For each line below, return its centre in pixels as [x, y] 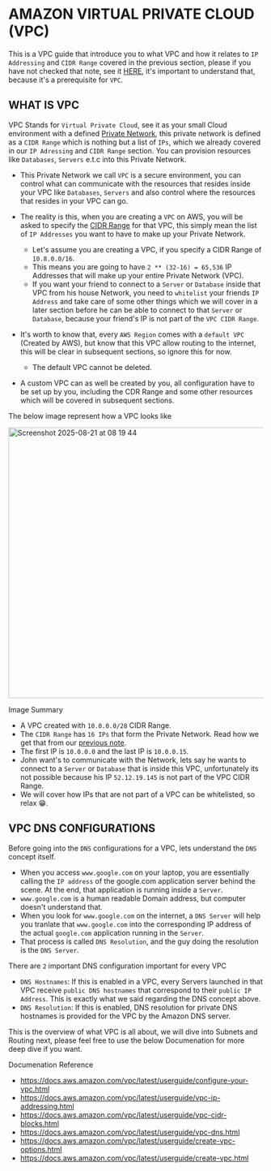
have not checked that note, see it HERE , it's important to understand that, [132, 71]
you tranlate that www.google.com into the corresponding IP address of [136, 924]
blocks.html [39, 1123]
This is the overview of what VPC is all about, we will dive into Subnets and [133, 1031]
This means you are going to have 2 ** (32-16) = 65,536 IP [132, 267]
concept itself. [32, 856]
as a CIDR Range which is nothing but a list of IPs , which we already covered [135, 142]
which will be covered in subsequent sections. [97, 400]
